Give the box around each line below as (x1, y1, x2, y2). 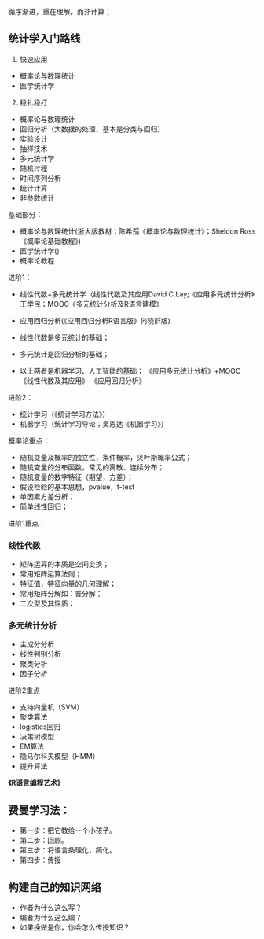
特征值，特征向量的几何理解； (19, 579, 116, 588)
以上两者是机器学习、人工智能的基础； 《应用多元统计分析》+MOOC (19, 366, 241, 375)
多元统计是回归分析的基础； (19, 349, 110, 359)
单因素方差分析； (19, 492, 75, 501)
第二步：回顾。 (19, 836, 68, 845)
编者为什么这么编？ (19, 913, 82, 922)
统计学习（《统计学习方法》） (19, 409, 110, 418)
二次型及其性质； (19, 598, 75, 608)
